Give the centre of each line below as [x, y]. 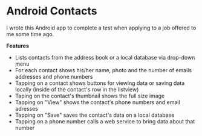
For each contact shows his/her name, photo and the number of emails [103, 70]
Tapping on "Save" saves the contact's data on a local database [95, 115]
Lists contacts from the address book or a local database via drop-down [105, 57]
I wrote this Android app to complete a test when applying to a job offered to [101, 28]
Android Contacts [52, 11]
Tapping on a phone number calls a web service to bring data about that [105, 121]
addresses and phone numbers [54, 76]
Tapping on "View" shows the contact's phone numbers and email [97, 102]
